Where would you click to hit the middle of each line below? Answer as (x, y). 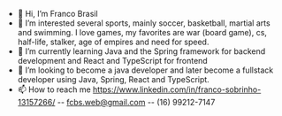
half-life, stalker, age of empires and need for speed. (113, 42)
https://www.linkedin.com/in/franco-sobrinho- (177, 89)
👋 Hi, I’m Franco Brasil (58, 14)
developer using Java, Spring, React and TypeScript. (113, 79)
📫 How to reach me (54, 89)
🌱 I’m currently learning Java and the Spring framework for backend (141, 51)
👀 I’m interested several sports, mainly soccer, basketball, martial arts (144, 23)
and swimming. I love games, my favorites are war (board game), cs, (142, 32)
